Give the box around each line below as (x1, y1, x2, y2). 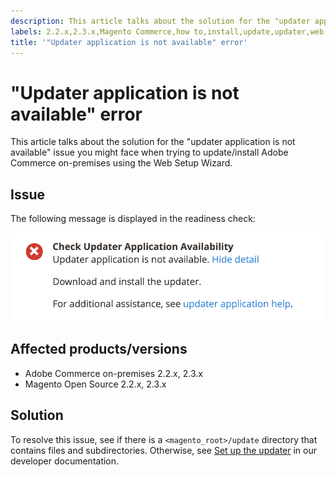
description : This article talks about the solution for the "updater (10, 16, 311, 26)
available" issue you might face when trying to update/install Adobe (10, 146, 289, 159)
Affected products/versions (10, 341, 188, 358)
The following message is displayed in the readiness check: (10, 213, 256, 225)
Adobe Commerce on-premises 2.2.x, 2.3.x (24, 367, 203, 379)
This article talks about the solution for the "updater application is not (10, 136, 296, 148)
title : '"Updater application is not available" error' (10, 37, 248, 47)
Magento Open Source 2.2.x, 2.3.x (24, 378, 167, 390)
